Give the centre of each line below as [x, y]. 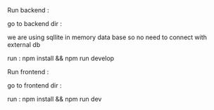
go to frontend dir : [34, 85]
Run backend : [28, 10]
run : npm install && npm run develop [61, 58]
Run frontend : [28, 72]
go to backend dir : [34, 23]
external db [24, 44]
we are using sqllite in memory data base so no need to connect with [107, 37]
